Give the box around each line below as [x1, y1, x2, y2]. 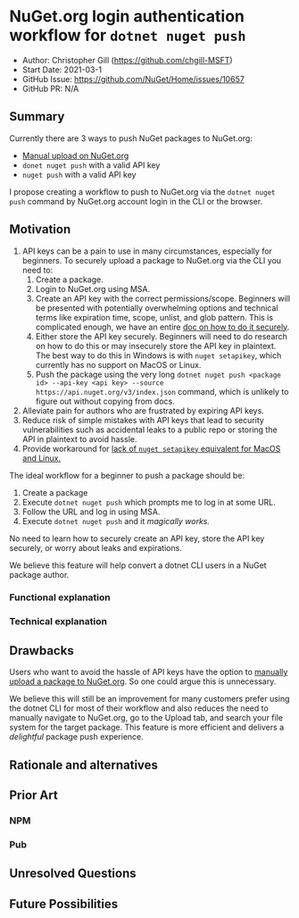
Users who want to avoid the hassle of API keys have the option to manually [9, 667, 288, 678]
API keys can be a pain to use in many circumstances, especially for [21, 246, 272, 256]
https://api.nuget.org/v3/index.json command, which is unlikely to [35, 386, 289, 396]
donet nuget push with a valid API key [21, 159, 161, 171]
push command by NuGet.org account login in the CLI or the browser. [9, 196, 263, 206]
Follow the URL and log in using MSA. [21, 506, 161, 517]
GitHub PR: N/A [21, 83, 79, 94]
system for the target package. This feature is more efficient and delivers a [9, 722, 284, 733]
